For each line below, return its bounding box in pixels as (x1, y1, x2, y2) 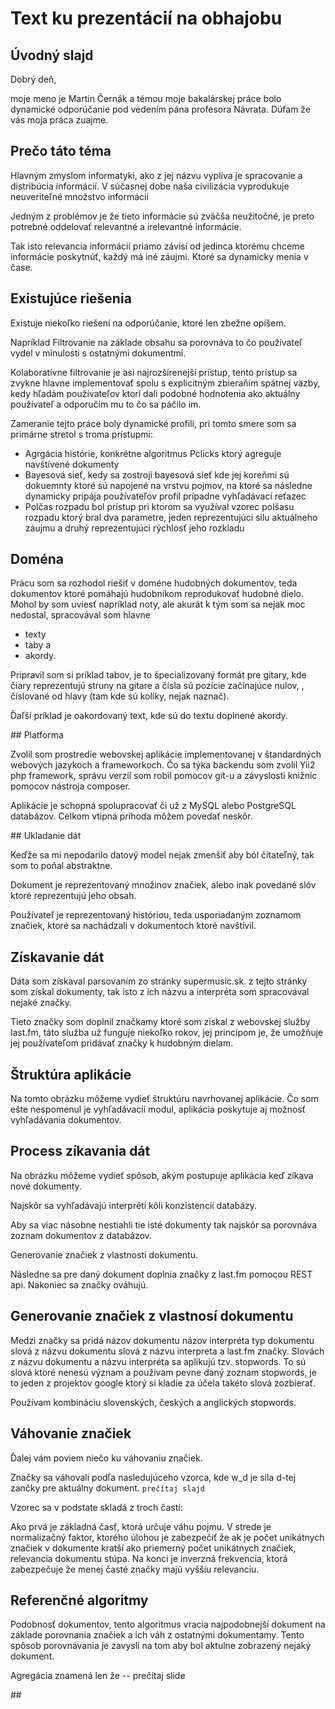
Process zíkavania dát (10, 1143, 151, 1160)
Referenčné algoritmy (10, 1592, 149, 1609)
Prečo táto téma (10, 143, 112, 160)
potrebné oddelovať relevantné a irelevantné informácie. (10, 220, 242, 232)
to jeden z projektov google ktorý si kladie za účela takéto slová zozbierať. (10, 1377, 317, 1389)
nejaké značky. (10, 997, 72, 1009)
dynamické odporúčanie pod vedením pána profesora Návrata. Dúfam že (10, 103, 312, 115)
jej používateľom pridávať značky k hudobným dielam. (10, 1037, 234, 1049)
